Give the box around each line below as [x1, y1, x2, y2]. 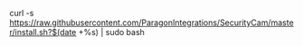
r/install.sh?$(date [9, 27, 77, 37]
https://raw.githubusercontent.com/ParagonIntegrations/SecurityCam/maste [9, 17, 294, 28]
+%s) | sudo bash [78, 27, 145, 37]
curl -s [9, 8, 34, 18]
